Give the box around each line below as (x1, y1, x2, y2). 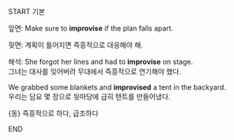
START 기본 (8, 7, 46, 16)
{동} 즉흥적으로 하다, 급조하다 (8, 109, 99, 118)
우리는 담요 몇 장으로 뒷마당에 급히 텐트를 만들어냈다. (8, 92, 171, 101)
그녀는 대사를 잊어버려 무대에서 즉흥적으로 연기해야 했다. (8, 67, 182, 76)
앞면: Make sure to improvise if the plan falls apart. (8, 24, 174, 33)
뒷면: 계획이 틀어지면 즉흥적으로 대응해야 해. (8, 40, 144, 50)
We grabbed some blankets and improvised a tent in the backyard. (8, 83, 227, 92)
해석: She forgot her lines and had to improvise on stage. (8, 57, 194, 66)
